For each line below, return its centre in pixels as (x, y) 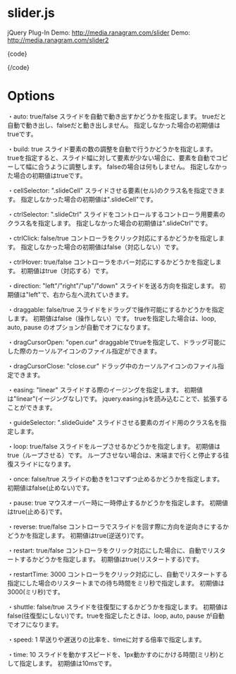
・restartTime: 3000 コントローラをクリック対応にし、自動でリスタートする (118, 574)
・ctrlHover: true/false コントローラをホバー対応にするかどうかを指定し (112, 262)
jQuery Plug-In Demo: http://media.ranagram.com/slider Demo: (99, 32)
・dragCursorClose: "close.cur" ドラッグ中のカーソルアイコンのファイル (113, 366)
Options (31, 96)
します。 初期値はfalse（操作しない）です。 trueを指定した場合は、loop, (112, 318)
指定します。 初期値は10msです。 (67, 663)
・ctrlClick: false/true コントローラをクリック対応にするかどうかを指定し (113, 238)
